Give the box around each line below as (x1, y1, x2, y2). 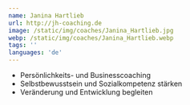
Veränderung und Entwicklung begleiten (19, 87, 154, 96)
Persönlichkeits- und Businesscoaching (19, 71, 151, 80)
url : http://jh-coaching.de (8, 19, 103, 27)
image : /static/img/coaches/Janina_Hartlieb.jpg (8, 26, 174, 34)
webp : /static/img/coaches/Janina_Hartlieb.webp (8, 33, 174, 42)
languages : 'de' (8, 49, 63, 56)
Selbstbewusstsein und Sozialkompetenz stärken (19, 79, 183, 88)
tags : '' (8, 41, 38, 49)
